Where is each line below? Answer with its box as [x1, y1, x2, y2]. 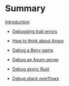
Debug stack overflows [12, 75, 59, 81]
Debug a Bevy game [12, 47, 53, 53]
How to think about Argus [12, 37, 64, 44]
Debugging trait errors [12, 28, 57, 34]
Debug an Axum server [12, 56, 59, 62]
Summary [5, 3, 46, 14]
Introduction [5, 19, 30, 25]
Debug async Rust [12, 66, 50, 72]
